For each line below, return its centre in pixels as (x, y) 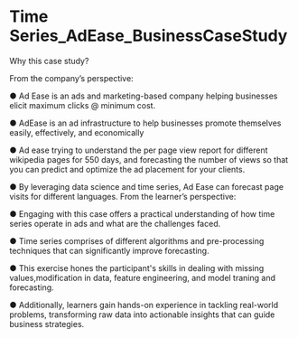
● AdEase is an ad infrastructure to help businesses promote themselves (145, 123)
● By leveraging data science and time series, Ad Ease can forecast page (147, 186)
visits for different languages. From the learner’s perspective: (123, 196)
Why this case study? (49, 61)
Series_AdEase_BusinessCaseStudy (149, 36)
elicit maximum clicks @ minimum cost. (83, 105)
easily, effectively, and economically (77, 132)
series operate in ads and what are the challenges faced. (115, 223)
